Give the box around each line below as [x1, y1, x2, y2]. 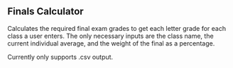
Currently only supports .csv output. [7, 53, 114, 61]
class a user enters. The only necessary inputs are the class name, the [7, 32, 215, 40]
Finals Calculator [7, 6, 84, 18]
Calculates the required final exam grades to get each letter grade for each [7, 24, 226, 32]
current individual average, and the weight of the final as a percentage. [7, 39, 215, 48]
